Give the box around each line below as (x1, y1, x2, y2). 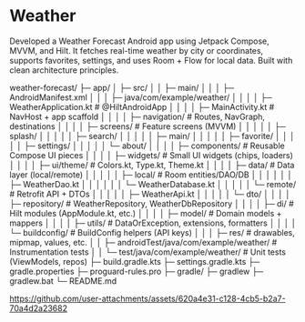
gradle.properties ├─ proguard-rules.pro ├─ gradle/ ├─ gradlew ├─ (9, 266, 264, 277)
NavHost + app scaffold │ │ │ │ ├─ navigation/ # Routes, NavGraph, (9, 111, 266, 122)
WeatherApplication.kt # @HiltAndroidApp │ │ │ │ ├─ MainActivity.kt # (9, 101, 275, 112)
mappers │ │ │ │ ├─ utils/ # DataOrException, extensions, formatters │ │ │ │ (9, 217, 297, 228)
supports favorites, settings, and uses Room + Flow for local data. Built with (9, 55, 293, 65)
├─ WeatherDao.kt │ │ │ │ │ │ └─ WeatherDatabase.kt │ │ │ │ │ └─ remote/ (9, 178, 297, 189)
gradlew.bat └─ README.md (9, 275, 117, 287)
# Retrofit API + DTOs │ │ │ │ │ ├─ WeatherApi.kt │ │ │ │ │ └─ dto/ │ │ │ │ (9, 188, 291, 199)
